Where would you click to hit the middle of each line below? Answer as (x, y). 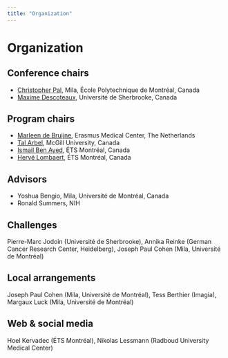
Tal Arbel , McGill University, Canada (68, 143)
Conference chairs (48, 73)
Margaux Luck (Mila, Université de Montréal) (70, 302)
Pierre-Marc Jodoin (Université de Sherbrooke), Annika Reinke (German (110, 242)
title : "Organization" (40, 13)
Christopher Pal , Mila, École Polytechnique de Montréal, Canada (108, 90)
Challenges (32, 225)
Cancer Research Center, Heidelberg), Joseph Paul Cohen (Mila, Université (114, 249)
